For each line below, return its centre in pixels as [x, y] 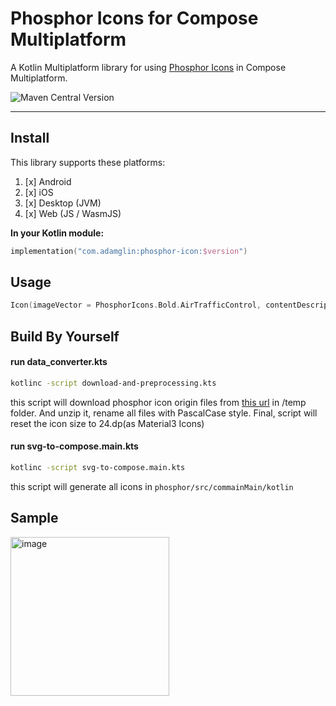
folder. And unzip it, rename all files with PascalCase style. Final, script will [164, 413]
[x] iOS [39, 192]
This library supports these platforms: [88, 162]
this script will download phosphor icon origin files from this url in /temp [158, 402]
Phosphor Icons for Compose [134, 18]
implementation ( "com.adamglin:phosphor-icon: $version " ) [129, 251]
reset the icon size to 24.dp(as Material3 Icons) [107, 423]
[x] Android [48, 181]
